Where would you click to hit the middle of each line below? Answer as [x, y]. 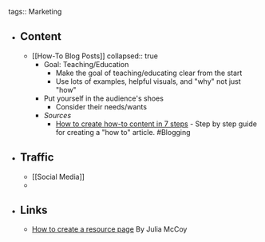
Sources [57, 115]
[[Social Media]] [58, 177]
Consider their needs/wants [101, 106]
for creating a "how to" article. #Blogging [123, 132]
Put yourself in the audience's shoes [103, 98]
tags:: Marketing [35, 12]
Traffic [37, 158]
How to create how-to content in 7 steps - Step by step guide [156, 124]
